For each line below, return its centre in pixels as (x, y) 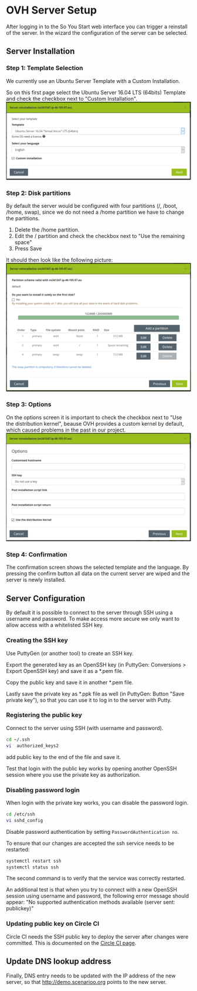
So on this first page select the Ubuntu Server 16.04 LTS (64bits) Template (96, 92)
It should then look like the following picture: (60, 260)
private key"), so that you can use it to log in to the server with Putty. (89, 700)
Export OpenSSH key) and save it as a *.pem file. (65, 671)
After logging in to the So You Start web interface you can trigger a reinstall (97, 26)
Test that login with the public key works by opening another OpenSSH (91, 768)
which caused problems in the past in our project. (66, 430)
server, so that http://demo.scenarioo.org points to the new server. (86, 982)
